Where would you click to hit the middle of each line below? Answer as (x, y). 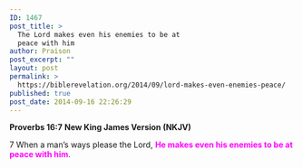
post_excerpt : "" (42, 60)
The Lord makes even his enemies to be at (99, 34)
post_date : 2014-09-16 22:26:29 (70, 102)
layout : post (34, 69)
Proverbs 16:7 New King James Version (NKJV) (101, 127)
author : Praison (40, 51)
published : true (40, 93)
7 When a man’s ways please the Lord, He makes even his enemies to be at (151, 145)
